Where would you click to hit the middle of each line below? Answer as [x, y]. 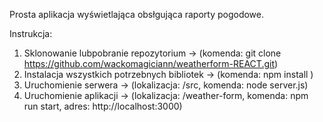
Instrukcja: [31, 33]
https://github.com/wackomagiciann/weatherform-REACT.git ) [151, 63]
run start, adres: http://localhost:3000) [103, 106]
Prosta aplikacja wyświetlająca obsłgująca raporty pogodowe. [137, 14]
